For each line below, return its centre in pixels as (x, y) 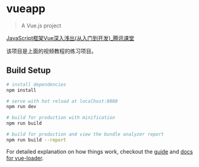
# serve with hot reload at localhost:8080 (62, 101)
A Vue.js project (41, 26)
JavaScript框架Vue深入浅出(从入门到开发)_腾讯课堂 (70, 38)
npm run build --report (36, 140)
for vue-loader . (25, 158)
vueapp (26, 9)
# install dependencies (36, 84)
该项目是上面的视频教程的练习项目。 (52, 51)
